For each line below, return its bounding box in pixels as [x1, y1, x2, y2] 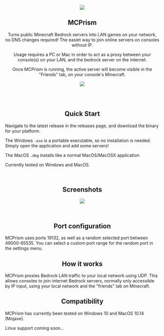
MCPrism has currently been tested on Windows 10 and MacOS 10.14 [5, 310, 144, 316]
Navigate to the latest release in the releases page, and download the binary [5, 123, 159, 129]
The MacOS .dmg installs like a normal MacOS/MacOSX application [5, 152, 140, 158]
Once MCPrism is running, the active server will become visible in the [12, 66, 153, 72]
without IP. [71, 42, 93, 48]
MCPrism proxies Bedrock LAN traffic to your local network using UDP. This [5, 273, 158, 279]
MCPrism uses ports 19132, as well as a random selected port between [5, 235, 148, 241]
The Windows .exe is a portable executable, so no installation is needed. [5, 138, 151, 143]
